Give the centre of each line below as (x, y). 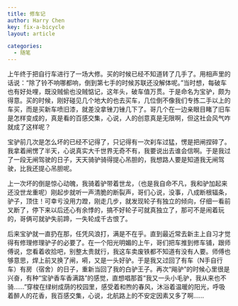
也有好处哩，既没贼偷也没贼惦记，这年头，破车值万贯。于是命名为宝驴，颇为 (119, 92)
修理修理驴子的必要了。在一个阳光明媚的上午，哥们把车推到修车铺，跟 (122, 242)
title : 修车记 (27, 14)
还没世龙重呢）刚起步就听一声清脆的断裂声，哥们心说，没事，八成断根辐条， (119, 192)
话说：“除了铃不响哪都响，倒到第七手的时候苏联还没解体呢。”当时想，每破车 (117, 83)
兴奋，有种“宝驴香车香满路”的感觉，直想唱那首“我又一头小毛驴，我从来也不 (117, 278)
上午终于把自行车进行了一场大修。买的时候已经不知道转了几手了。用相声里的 (119, 74)
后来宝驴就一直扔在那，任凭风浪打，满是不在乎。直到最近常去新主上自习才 (116, 234)
